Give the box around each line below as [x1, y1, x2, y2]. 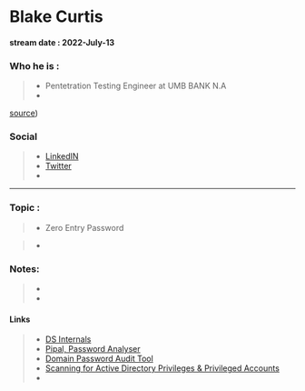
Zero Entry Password [44, 222, 124, 233]
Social [9, 130, 38, 143]
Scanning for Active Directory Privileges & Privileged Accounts [44, 363, 280, 374]
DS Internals [44, 334, 92, 345]
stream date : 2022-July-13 [9, 36, 115, 47]
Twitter [44, 161, 73, 172]
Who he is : [9, 59, 60, 72]
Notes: [9, 262, 40, 275]
